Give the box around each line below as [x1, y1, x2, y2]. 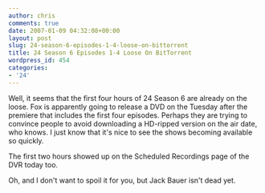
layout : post [8, 34, 52, 42]
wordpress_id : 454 [8, 57, 70, 65]
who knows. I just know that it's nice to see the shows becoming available [8, 127, 253, 137]
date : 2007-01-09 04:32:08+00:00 [8, 26, 120, 34]
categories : [8, 64, 48, 72]
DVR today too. [8, 159, 59, 169]
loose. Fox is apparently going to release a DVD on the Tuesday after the [8, 102, 248, 111]
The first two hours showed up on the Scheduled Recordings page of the [8, 151, 250, 161]
